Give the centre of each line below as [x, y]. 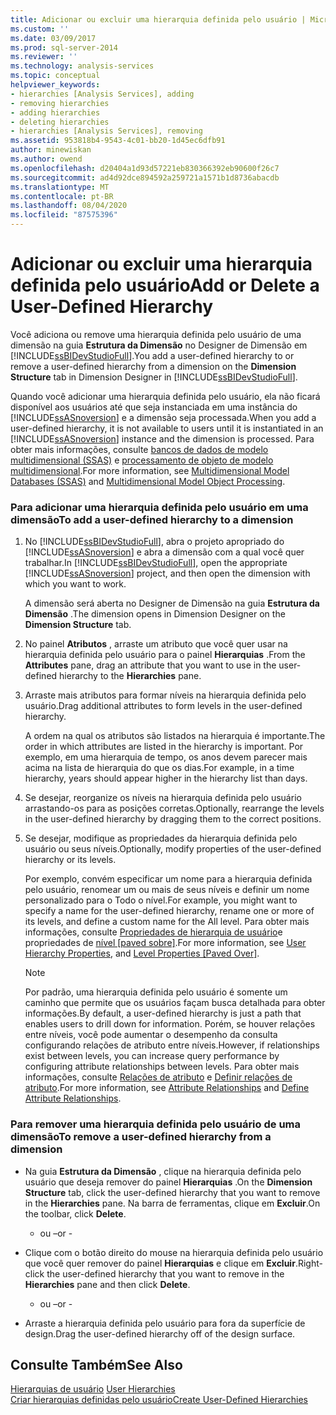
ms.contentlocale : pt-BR [62, 196]
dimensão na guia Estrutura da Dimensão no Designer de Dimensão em [159, 345]
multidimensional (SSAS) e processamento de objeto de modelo [142, 460]
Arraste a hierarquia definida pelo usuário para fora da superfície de [165, 1323]
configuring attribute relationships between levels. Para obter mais [162, 1067]
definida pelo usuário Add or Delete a [165, 285]
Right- [310, 1263]
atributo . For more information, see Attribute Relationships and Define [167, 1088]
